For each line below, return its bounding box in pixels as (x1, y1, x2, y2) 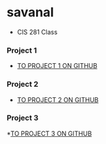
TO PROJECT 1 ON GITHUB (16, 62, 97, 70)
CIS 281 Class (16, 28, 58, 36)
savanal (6, 4, 54, 21)
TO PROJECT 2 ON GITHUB (16, 95, 99, 104)
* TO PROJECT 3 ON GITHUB (6, 129, 92, 138)
